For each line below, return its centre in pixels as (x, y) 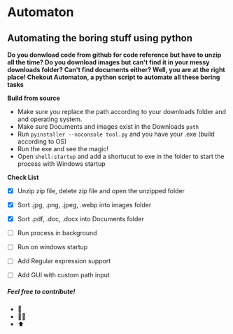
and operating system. (50, 119)
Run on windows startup (52, 247)
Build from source (34, 98)
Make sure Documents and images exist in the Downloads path (108, 126)
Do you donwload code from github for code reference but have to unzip (114, 55)
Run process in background (57, 233)
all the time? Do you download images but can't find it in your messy (108, 62)
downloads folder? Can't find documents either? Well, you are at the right (116, 70)
